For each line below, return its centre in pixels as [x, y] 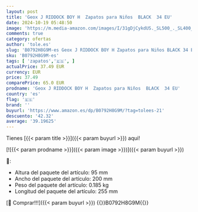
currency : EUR [24, 72]
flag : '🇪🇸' [21, 99]
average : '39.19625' [32, 122]
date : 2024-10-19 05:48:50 [39, 22]
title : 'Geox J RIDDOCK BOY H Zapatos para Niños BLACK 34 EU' [89, 17]
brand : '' [18, 105]
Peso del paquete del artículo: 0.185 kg [62, 185]
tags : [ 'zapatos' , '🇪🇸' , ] [40, 61]
